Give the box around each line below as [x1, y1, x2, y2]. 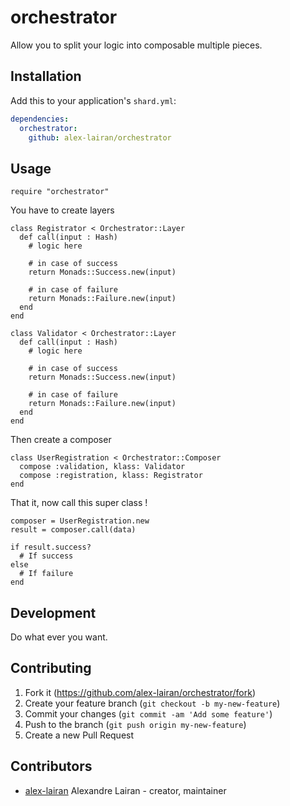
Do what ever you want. [10, 631, 108, 643]
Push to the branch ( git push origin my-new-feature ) [24, 718, 247, 730]
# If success [19, 551, 74, 561]
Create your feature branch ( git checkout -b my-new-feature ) [24, 697, 281, 709]
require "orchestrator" [10, 187, 110, 197]
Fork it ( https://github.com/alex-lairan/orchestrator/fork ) [24, 686, 257, 698]
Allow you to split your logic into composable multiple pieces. [10, 39, 263, 51]
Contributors [10, 758, 93, 775]
